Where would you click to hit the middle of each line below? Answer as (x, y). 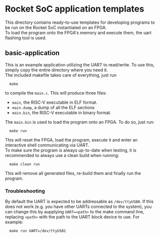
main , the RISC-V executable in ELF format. (55, 102)
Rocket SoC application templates (75, 9)
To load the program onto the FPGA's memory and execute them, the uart (78, 32)
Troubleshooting (25, 191)
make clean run (25, 164)
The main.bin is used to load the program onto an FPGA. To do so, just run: (80, 122)
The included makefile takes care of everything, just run (61, 75)
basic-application (32, 53)
